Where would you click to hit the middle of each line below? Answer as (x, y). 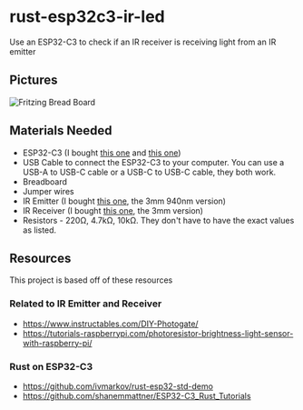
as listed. (39, 230)
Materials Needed (61, 130)
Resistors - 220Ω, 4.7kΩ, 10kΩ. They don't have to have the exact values (158, 220)
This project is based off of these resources (91, 280)
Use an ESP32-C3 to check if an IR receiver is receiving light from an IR (143, 42)
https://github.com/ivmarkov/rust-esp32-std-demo (117, 386)
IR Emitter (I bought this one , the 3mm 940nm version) (124, 201)
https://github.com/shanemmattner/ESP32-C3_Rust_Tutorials (137, 395)
